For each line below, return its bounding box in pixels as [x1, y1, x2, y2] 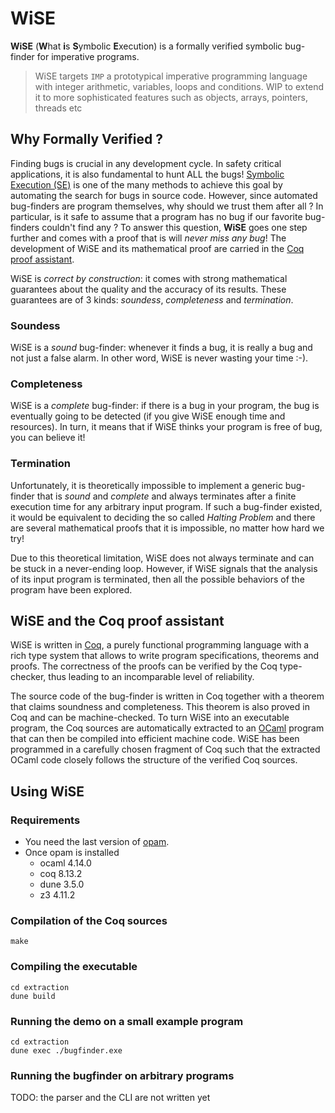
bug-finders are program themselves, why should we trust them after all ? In [10, 200, 324, 212]
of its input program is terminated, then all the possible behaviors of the [10, 573, 305, 585]
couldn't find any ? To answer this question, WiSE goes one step [41, 221, 308, 233]
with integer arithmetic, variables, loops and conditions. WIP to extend [34, 80, 325, 92]
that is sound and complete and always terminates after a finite [36, 490, 297, 502]
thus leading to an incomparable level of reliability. [48, 671, 255, 683]
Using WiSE [10, 783, 85, 800]
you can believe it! [10, 432, 86, 444]
